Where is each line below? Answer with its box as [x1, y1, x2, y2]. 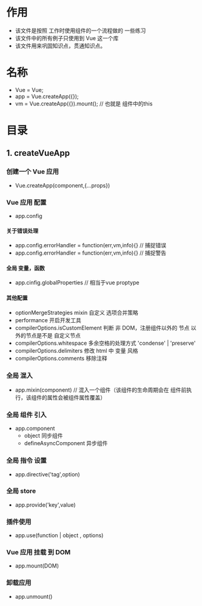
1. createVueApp [6, 148, 70, 158]
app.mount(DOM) [15, 562, 59, 569]
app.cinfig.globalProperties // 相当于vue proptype [15, 279, 140, 286]
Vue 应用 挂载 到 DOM [6, 548, 71, 557]
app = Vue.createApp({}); [15, 93, 79, 100]
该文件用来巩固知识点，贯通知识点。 [15, 42, 106, 49]
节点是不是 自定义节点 [25, 331, 81, 339]
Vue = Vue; [15, 86, 44, 93]
